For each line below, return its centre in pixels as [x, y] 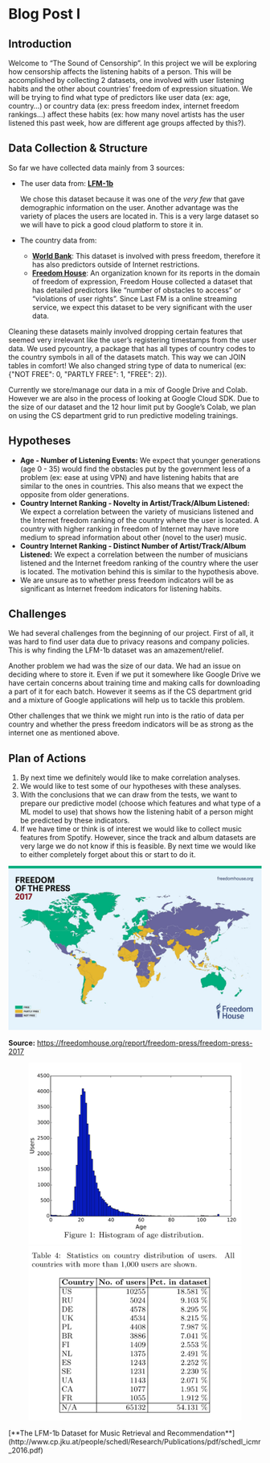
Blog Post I [45, 14]
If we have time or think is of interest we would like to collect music [131, 829]
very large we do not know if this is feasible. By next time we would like [138, 846]
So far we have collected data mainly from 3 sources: [96, 168]
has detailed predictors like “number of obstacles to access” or [136, 290]
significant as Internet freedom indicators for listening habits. [121, 588]
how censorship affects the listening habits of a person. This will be [120, 72]
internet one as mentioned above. [64, 733]
